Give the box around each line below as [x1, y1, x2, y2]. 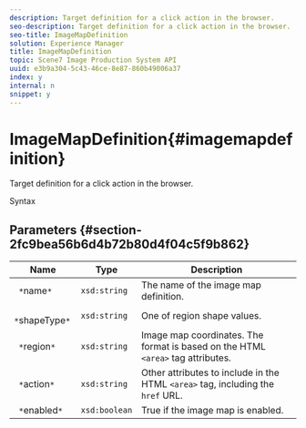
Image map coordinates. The [140, 329, 264, 341]
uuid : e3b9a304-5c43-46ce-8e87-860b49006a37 [9, 65, 181, 74]
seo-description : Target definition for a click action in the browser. [9, 22, 291, 31]
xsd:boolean [80, 405, 133, 415]
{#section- [78, 222, 143, 238]
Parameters [9, 222, 77, 238]
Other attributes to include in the [140, 366, 280, 379]
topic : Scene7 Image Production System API [9, 56, 178, 65]
